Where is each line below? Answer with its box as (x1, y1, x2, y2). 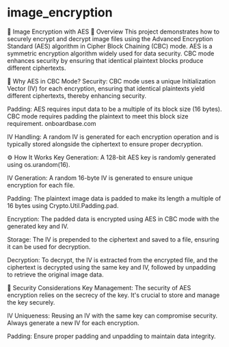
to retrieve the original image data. (7, 270, 104, 279)
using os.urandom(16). (7, 160, 70, 168)
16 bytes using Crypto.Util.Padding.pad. (7, 201, 119, 209)
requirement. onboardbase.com (7, 119, 96, 127)
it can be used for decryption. (7, 242, 91, 250)
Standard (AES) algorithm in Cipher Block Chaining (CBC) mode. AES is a (7, 42, 213, 50)
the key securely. (7, 298, 55, 306)
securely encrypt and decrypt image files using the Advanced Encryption (7, 34, 213, 42)
